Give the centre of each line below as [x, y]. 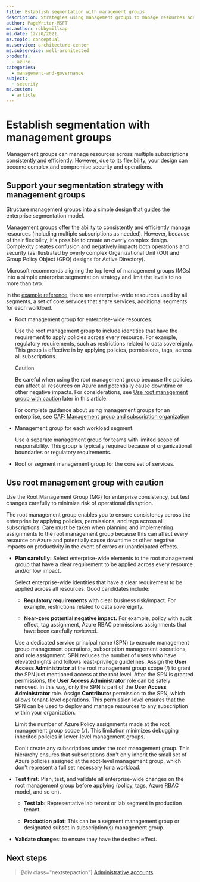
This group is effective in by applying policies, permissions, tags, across [103, 350]
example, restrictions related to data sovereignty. [84, 607]
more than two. [25, 283]
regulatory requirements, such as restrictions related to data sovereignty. [104, 343]
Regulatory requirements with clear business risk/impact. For [100, 600]
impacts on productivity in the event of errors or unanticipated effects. [92, 547]
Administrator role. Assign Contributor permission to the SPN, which [100, 694]
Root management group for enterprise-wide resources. [84, 319]
